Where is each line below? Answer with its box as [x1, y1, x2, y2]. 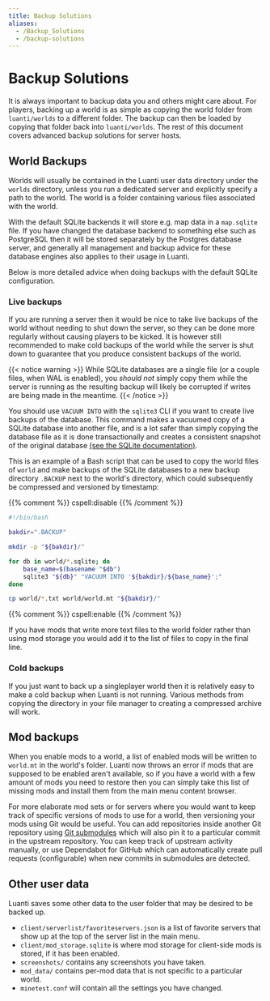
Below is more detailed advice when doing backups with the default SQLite [8, 267, 259, 276]
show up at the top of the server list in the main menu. [19, 931, 200, 941]
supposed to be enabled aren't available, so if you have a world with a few [8, 769, 256, 779]
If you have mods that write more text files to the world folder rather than [8, 625, 251, 635]
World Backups [8, 154, 87, 168]
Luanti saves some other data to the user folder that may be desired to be [8, 899, 253, 909]
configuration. [8, 276, 55, 285]
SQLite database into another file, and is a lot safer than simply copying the [8, 423, 259, 434]
